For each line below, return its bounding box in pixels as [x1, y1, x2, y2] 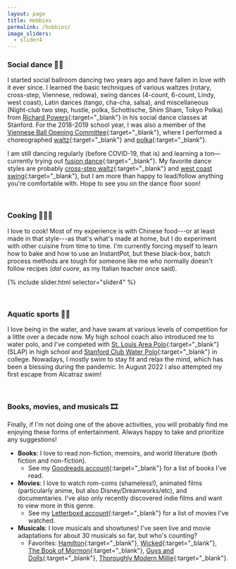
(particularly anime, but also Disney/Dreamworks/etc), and [17, 487, 187, 495]
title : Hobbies [7, 17, 52, 24]
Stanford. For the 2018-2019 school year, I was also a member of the [7, 121, 206, 129]
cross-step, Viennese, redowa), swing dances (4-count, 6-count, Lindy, [7, 91, 216, 99]
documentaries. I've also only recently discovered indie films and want [17, 494, 223, 503]
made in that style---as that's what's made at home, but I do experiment [7, 234, 217, 243]
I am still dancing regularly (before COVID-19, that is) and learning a [7, 149, 204, 158]
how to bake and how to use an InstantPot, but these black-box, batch [7, 249, 211, 257]
